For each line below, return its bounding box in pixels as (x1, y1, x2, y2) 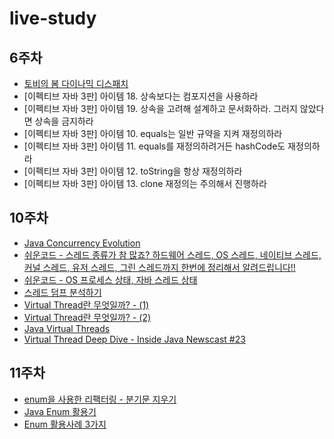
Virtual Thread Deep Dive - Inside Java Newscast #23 (23, 333, 246, 345)
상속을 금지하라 (34, 115, 94, 127)
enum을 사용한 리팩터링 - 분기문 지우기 (23, 393, 177, 405)
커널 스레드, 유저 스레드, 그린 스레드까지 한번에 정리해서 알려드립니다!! (23, 261, 296, 273)
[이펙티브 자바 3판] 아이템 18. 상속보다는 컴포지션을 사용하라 (23, 90, 259, 102)
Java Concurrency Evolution (23, 237, 141, 249)
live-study (9, 7, 97, 30)
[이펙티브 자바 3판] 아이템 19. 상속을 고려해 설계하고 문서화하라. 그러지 (23, 103, 298, 114)
